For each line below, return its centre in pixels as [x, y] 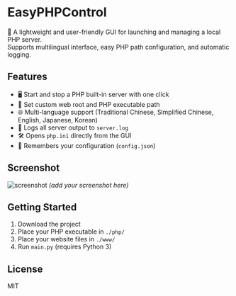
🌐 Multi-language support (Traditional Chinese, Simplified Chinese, [116, 112]
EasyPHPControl [57, 12]
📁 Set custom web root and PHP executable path [89, 104]
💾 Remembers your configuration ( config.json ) [86, 145]
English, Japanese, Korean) [57, 120]
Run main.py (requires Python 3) [64, 247]
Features [27, 77]
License [25, 269]
